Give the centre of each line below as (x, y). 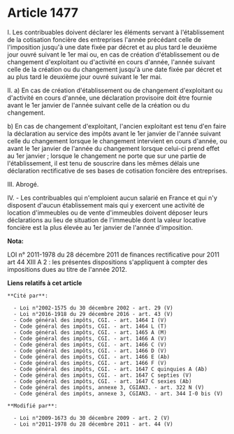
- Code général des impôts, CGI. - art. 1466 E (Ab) (92, 357)
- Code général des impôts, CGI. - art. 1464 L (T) (90, 326)
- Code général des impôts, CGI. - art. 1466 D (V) (90, 351)
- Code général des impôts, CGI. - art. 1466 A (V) (90, 338)
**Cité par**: (28, 296)
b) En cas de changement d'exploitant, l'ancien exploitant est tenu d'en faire (117, 126)
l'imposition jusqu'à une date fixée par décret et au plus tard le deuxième (112, 47)
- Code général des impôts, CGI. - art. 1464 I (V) (90, 320)
